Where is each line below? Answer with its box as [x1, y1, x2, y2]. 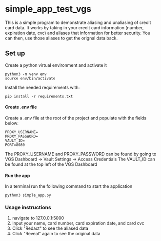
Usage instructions [5, 204, 51, 211]
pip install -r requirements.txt [5, 94, 73, 99]
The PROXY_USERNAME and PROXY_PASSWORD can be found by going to [5, 151, 157, 157]
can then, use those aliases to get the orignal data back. [5, 35, 118, 41]
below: [5, 120, 19, 126]
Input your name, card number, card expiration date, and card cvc [12, 221, 144, 226]
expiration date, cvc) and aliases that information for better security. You [5, 30, 150, 36]
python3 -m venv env [5, 72, 47, 77]
